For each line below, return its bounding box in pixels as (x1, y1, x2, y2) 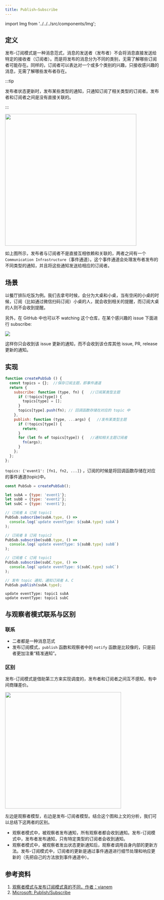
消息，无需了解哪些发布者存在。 (5, 68, 69, 74)
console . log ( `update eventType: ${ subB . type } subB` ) (9, 542, 119, 547)
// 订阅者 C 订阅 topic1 (5, 555, 52, 561)
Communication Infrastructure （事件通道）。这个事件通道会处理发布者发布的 (5, 257, 159, 262)
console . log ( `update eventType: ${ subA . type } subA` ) (9, 519, 119, 524)
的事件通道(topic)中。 (5, 474, 49, 480)
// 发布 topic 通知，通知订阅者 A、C (5, 578, 74, 583)
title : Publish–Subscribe (5, 7, 58, 12)
